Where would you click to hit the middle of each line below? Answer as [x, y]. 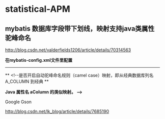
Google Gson [18, 102]
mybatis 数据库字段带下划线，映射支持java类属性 [80, 28]
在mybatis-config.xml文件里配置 [39, 60]
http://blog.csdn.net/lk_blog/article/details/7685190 [57, 111]
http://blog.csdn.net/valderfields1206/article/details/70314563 [68, 50]
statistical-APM [38, 9]
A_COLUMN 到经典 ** [27, 81]
